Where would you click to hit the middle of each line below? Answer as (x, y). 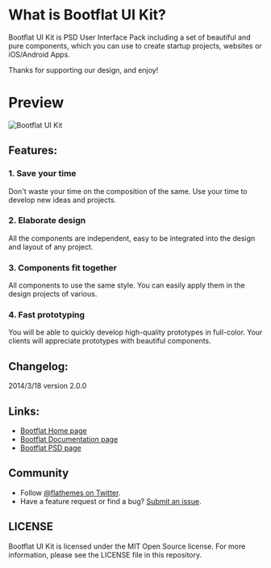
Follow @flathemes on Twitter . (70, 492)
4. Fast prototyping (47, 315)
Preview (36, 103)
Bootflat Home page (53, 431)
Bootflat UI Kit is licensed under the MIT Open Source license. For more (127, 546)
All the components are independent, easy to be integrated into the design (132, 238)
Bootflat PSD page (51, 448)
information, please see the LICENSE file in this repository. (105, 554)
